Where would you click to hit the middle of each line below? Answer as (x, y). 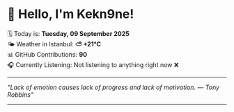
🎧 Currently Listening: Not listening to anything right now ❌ (93, 64)
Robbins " (20, 94)
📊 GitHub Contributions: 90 (47, 54)
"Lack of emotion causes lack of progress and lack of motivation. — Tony (114, 87)
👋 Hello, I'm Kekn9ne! (71, 14)
